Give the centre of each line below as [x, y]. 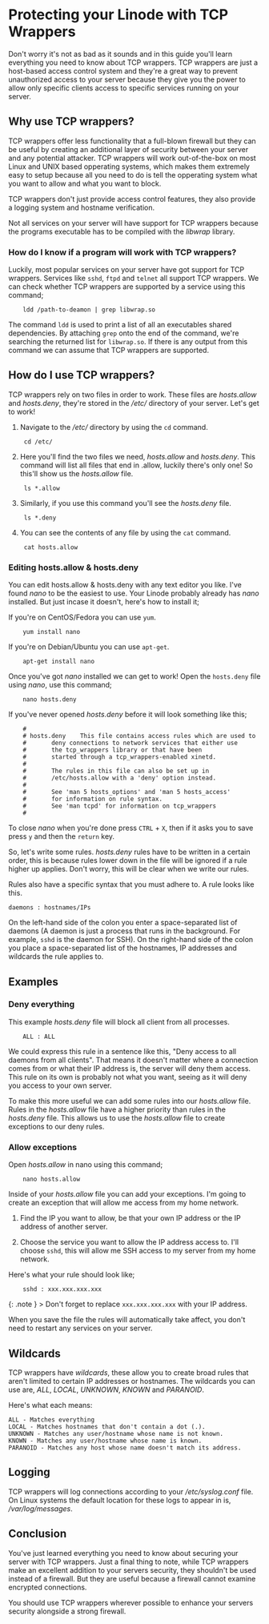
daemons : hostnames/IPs [50, 908]
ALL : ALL [39, 1037]
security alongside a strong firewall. [67, 1611]
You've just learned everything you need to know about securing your [123, 1553]
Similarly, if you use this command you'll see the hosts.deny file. [126, 503]
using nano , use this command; [60, 685]
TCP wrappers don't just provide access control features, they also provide [132, 198]
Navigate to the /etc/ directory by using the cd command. [114, 427]
